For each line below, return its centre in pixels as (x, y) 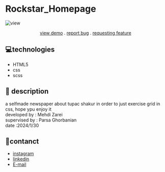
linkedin (21, 159)
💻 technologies (30, 50)
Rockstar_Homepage (51, 9)
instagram (23, 154)
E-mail (19, 164)
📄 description (27, 92)
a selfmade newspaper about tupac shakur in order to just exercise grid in (83, 104)
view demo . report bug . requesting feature (86, 33)
